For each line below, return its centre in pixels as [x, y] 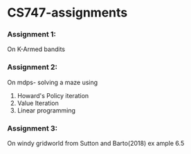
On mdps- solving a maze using [53, 82]
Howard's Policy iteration [53, 95]
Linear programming [46, 110]
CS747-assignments [67, 13]
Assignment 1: [32, 35]
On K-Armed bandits [36, 49]
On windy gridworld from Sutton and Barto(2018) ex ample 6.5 [96, 144]
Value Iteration [38, 103]
